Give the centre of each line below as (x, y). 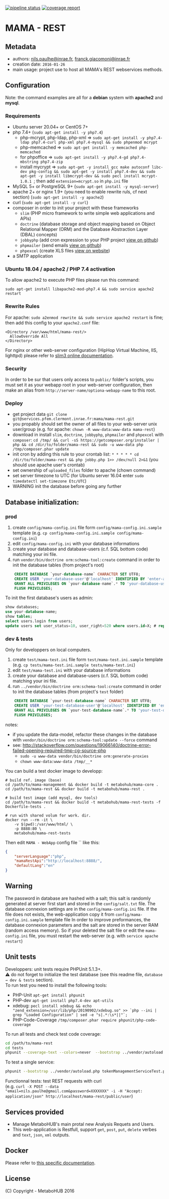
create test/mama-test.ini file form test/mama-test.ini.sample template (88, 660)
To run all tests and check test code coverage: (53, 1034)
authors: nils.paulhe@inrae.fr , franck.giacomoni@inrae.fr (71, 59)
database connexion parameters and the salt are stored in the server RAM (82, 925)
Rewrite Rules (22, 306)
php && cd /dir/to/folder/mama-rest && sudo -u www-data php (78, 445)
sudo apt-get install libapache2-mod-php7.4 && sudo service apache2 (80, 289)
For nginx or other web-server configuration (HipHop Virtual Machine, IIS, (81, 350)
